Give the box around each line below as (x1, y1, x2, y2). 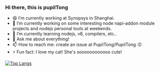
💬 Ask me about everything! (12, 36, 70, 42)
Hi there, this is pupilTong (5, 4, 69, 11)
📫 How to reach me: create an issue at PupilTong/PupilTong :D (12, 41, 142, 48)
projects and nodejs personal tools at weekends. (12, 26, 112, 32)
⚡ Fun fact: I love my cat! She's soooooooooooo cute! (12, 49, 122, 55)
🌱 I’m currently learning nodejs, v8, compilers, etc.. (12, 31, 117, 37)
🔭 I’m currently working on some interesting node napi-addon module (12, 20, 155, 26)
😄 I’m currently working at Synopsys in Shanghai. (12, 15, 115, 21)
